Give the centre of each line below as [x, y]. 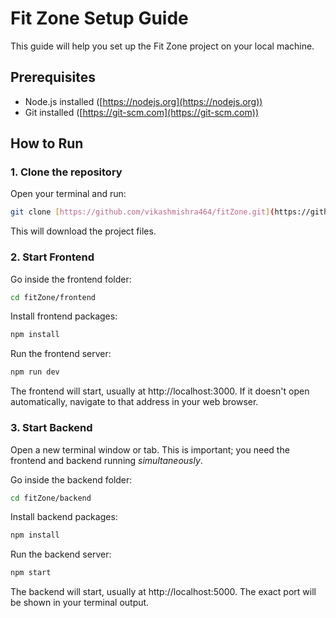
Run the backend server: [61, 554]
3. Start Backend [51, 428]
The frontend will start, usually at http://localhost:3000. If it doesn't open [160, 391]
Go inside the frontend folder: [71, 279]
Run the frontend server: [61, 354]
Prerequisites [53, 77]
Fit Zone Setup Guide [99, 18]
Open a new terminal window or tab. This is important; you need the [150, 449]
